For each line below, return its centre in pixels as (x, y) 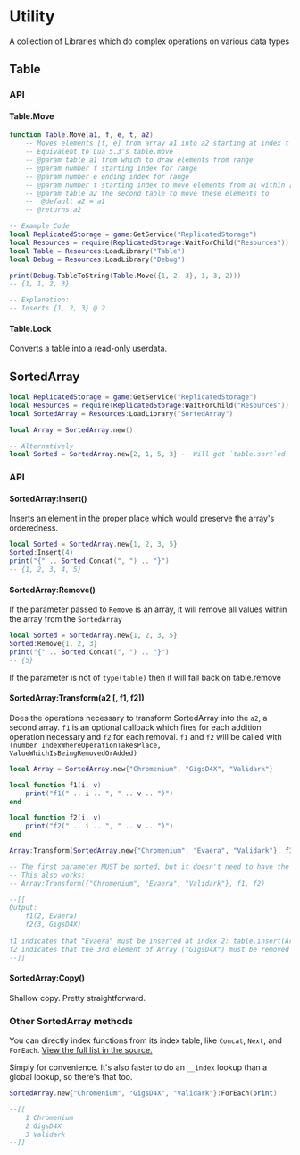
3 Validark (46, 1134)
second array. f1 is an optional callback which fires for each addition (135, 727)
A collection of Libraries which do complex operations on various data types (150, 41)
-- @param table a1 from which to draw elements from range (139, 160)
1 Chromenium (50, 1117)
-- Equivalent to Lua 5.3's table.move (100, 152)
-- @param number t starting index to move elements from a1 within (155, 185)
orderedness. (34, 528)
